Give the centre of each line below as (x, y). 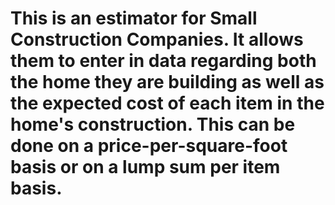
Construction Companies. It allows (157, 39)
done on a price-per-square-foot (149, 146)
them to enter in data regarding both (163, 61)
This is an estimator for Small (134, 18)
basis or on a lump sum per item (145, 167)
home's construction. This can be (153, 124)
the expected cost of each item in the (167, 103)
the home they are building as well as (167, 82)
